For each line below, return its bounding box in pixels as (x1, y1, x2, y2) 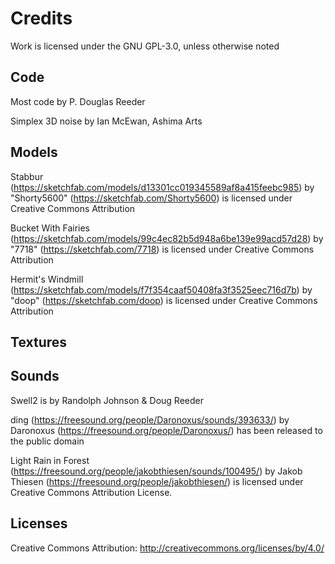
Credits (10, 7, 73, 30)
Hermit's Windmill (10, 273, 84, 285)
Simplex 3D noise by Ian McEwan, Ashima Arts (10, 115, 203, 127)
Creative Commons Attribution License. (10, 486, 173, 498)
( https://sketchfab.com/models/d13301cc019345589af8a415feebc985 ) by (10, 181, 315, 193)
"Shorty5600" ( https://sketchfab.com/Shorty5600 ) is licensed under (10, 192, 293, 204)
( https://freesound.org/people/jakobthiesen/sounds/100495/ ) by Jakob (10, 465, 303, 477)
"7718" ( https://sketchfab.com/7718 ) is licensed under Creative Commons (10, 243, 315, 255)
